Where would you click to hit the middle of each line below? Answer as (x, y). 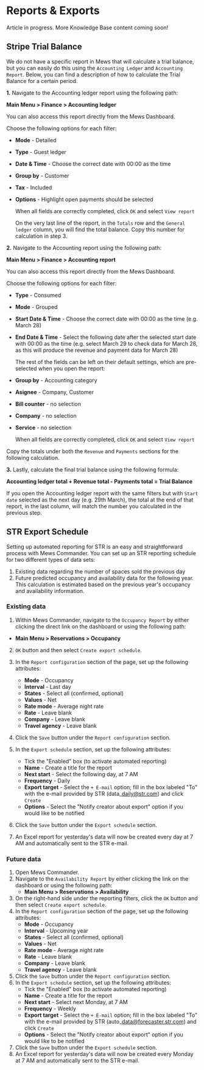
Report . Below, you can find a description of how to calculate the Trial (93, 75)
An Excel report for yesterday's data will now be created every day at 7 (104, 837)
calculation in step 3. (41, 236)
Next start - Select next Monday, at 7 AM (76, 1002)
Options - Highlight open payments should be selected (84, 199)
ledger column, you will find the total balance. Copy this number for (100, 229)
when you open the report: (72, 368)
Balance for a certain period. (42, 81)
